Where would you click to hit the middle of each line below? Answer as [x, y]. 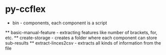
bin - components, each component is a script [60, 23]
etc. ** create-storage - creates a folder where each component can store [81, 38]
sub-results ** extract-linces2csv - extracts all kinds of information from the [83, 43]
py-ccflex [26, 9]
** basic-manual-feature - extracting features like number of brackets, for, [81, 32]
